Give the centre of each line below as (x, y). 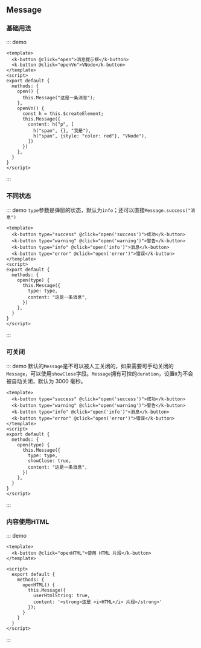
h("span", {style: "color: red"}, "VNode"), (90, 136)
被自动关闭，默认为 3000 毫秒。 (46, 382)
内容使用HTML (28, 522)
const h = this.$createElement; (63, 114)
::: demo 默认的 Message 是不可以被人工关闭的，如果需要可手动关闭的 (90, 366)
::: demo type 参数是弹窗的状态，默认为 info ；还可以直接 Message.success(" (99, 210)
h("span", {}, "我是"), (62, 131)
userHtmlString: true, (62, 595)
